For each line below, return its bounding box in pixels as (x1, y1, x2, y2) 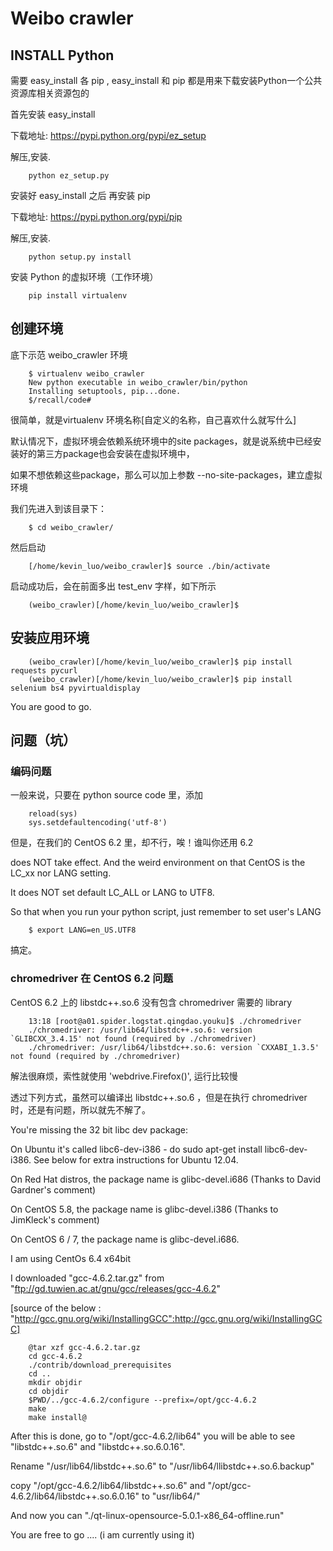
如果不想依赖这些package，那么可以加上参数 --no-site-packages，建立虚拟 (10, 468, 323, 481)
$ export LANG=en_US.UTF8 (28, 925, 137, 936)
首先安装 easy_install (10, 108, 96, 120)
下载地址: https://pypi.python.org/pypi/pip (10, 211, 183, 222)
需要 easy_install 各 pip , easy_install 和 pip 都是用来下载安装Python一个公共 (10, 75, 323, 86)
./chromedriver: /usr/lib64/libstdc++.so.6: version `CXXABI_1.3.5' (28, 1042, 320, 1052)
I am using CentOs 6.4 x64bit (10, 1252, 132, 1264)
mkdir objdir (28, 1377, 83, 1387)
